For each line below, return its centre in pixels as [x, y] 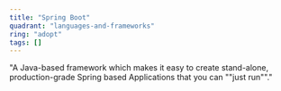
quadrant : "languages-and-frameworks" [82, 26]
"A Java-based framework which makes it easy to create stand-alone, [139, 68]
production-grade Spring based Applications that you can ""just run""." [141, 78]
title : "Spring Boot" [50, 17]
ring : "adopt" [36, 34]
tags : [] [26, 42]
